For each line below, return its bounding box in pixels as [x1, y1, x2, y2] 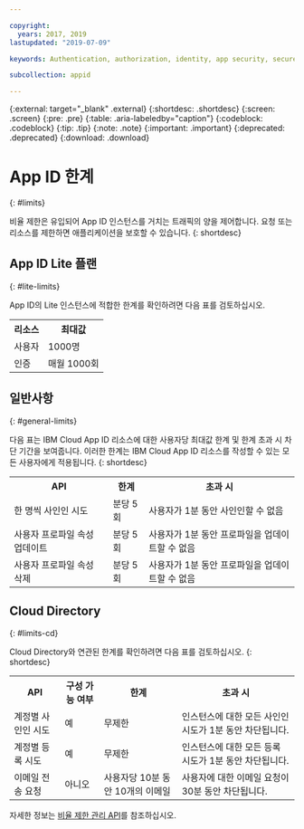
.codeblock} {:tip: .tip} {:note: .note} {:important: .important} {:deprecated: [9, 123, 285, 134]
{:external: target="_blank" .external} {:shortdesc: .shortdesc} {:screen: [9, 103, 276, 114]
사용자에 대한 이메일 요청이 [181, 771, 290, 784]
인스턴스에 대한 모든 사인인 [181, 710, 290, 722]
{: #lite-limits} [9, 281, 61, 291]
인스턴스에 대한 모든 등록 [181, 740, 281, 753]
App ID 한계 [9, 167, 95, 187]
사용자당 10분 [103, 771, 160, 784]
